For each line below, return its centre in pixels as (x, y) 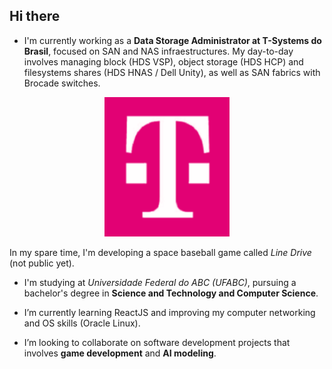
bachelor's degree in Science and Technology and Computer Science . (171, 293)
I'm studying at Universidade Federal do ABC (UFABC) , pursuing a (160, 282)
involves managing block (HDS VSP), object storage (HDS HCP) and (163, 61)
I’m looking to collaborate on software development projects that (157, 342)
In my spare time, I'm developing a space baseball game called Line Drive (160, 252)
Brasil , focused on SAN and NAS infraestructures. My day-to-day (158, 51)
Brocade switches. (62, 83)
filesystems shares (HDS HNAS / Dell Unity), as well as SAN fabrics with (172, 72)
